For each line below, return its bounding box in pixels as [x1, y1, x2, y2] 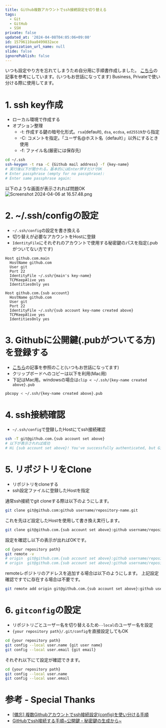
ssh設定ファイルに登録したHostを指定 [12, 487, 90, 493]
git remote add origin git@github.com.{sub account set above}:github [5, 586, 154, 592]
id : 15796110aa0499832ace [5, 40, 58, 45]
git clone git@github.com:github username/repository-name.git [5, 508, 138, 513]
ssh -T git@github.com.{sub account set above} [5, 436, 105, 441]
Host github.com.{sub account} [5, 291, 70, 296]
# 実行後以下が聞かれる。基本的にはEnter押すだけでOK [5, 167, 103, 172]
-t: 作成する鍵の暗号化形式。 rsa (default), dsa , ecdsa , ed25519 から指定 [19, 129, 160, 135]
